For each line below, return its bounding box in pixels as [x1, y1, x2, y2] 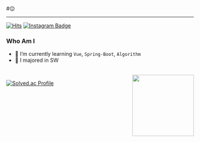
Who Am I [6, 37, 35, 45]
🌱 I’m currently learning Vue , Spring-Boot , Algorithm [14, 51, 141, 58]
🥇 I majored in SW [14, 56, 59, 64]
